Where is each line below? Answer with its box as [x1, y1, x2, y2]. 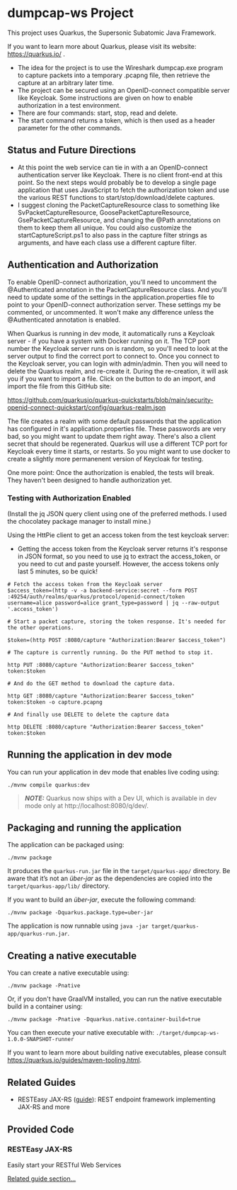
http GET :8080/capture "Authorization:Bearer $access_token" [7, 692, 195, 700]
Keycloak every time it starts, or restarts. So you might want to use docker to [7, 447, 231, 455]
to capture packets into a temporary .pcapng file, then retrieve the [17, 71, 210, 79]
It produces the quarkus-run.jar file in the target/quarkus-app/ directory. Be [7, 867, 231, 875]
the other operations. [7, 624, 74, 632]
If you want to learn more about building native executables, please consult [7, 1048, 226, 1057]
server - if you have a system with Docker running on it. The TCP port [7, 337, 210, 345]
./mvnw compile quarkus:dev [7, 781, 91, 788]
